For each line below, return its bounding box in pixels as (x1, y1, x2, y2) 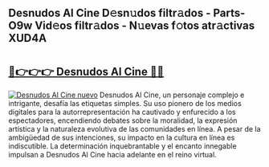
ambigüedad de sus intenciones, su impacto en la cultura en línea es (8, 132, 235, 142)
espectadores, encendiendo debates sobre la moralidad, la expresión (8, 116, 238, 125)
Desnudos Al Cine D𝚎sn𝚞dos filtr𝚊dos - (8, 6, 211, 20)
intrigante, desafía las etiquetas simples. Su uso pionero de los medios (8, 99, 243, 108)
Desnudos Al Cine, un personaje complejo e (99, 90, 245, 100)
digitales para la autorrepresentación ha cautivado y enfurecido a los (8, 108, 236, 116)
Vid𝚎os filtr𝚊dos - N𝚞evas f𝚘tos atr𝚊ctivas (35, 19, 255, 33)
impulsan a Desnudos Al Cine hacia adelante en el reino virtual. (8, 150, 217, 159)
